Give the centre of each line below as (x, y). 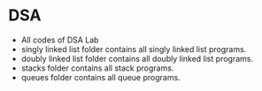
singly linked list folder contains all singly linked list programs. (134, 49)
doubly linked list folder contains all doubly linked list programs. (137, 58)
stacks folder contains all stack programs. (97, 68)
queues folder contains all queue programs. (100, 77)
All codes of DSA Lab (60, 40)
